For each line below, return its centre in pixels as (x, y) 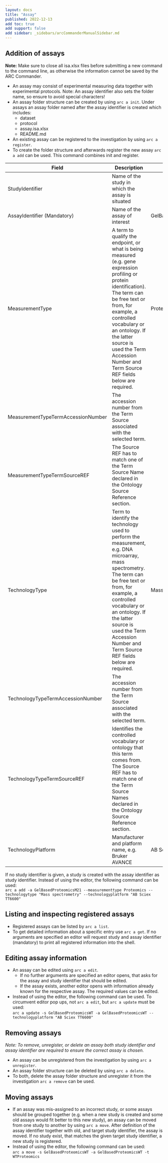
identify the (125, 518)
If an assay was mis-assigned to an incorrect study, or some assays (82, 1109)
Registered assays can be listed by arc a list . (60, 926)
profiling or (125, 274)
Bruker (120, 856)
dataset (28, 118)
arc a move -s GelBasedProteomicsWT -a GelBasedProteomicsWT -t (81, 1152)
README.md (33, 134)
